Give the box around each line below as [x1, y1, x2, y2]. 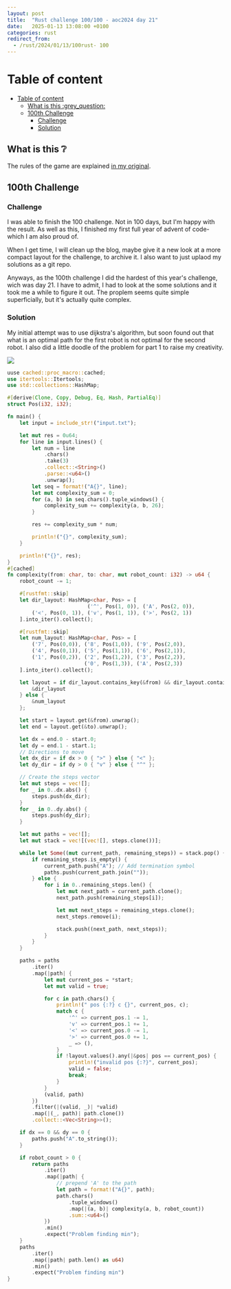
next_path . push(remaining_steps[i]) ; [56, 894, 165, 901]
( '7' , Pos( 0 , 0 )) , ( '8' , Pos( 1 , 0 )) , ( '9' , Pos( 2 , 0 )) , [32, 641, 186, 648]
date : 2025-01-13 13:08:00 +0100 [7, 23, 109, 30]
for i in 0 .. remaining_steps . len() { [43, 881, 153, 889]
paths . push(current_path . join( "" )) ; [43, 869, 149, 876]
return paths [32, 1160, 69, 1167]
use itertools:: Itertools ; [7, 375, 85, 382]
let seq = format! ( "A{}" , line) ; [32, 483, 128, 490]
